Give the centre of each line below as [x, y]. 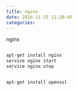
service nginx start [32, 61]
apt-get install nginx [34, 56]
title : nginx [22, 12]
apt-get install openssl [37, 82]
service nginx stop [30, 66]
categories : [21, 22]
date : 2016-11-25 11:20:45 [39, 17]
